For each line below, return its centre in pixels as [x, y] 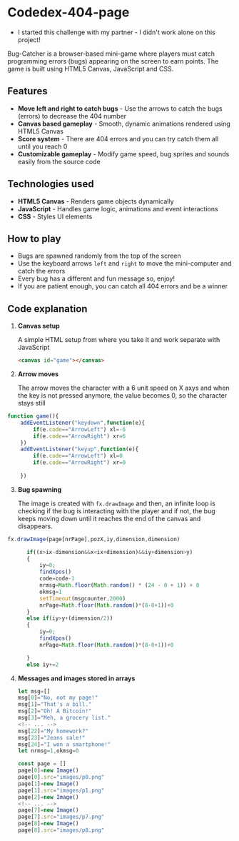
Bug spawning [40, 489]
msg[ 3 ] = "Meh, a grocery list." [64, 718]
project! [29, 39]
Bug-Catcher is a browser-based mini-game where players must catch [111, 54]
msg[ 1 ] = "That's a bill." [55, 705]
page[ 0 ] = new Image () [48, 771]
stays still [31, 403]
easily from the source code [59, 161]
